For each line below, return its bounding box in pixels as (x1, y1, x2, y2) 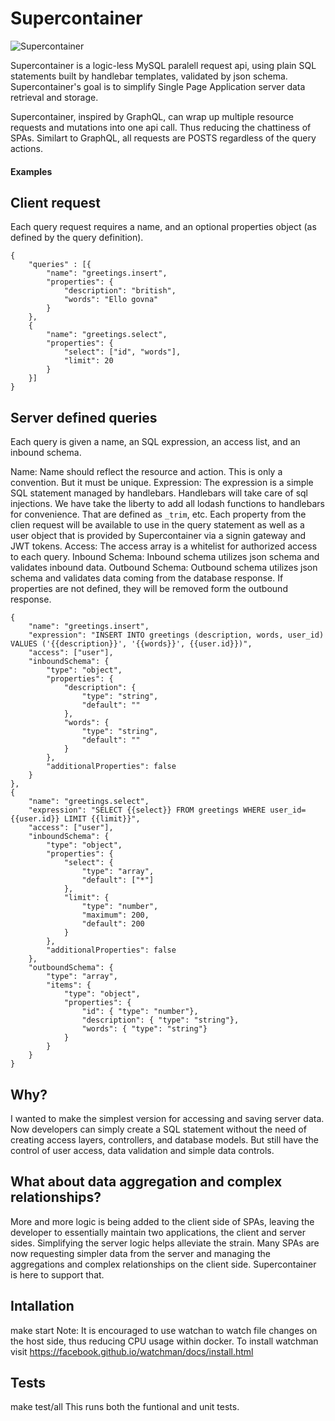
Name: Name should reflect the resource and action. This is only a (10, 466, 283, 478)
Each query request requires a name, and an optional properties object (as (10, 221, 317, 233)
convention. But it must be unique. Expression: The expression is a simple (10, 477, 314, 489)
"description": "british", (63, 286, 177, 296)
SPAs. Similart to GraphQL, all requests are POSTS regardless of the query (10, 132, 317, 144)
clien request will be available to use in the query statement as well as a (10, 519, 305, 531)
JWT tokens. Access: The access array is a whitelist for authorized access (10, 540, 318, 552)
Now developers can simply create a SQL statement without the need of (10, 1123, 307, 1135)
